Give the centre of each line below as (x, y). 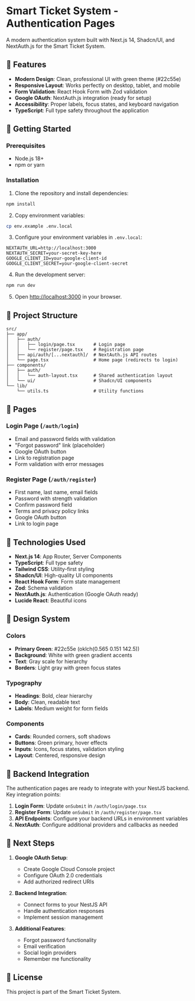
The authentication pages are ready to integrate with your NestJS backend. (98, 788)
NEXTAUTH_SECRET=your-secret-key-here (54, 253)
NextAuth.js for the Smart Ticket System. (56, 46)
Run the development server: (50, 275)
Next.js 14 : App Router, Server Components (68, 556)
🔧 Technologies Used (46, 542)
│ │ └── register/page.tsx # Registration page (75, 350)
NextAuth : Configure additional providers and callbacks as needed (96, 825)
